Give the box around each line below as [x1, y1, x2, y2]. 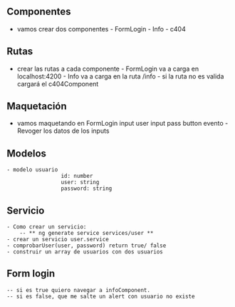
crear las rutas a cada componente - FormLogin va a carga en [16, 64, 199, 73]
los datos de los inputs [43, 126, 110, 135]
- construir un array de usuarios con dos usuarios [6, 248, 163, 256]
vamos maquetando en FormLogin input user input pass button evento [16, 119, 224, 128]
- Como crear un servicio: [6, 223, 87, 231]
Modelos [6, 147, 47, 159]
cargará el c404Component [16, 79, 99, 88]
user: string [61, 178, 100, 186]
